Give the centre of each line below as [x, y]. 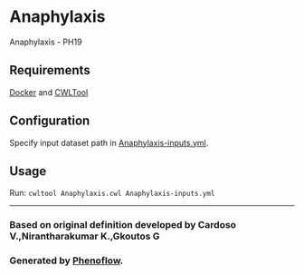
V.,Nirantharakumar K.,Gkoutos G [85, 236]
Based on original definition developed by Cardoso [123, 225]
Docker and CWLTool [49, 92]
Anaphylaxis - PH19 [46, 42]
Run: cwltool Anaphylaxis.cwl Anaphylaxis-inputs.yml [112, 193]
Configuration [50, 121]
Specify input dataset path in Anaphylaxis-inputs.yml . [109, 142]
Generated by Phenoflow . [66, 260]
